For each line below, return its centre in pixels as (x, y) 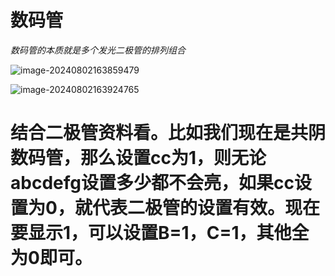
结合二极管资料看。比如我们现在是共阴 (168, 133)
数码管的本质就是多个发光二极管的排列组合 (98, 50)
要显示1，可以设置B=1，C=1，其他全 (160, 233)
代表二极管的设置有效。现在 (205, 208)
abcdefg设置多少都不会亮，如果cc (152, 183)
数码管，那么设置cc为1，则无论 (138, 158)
